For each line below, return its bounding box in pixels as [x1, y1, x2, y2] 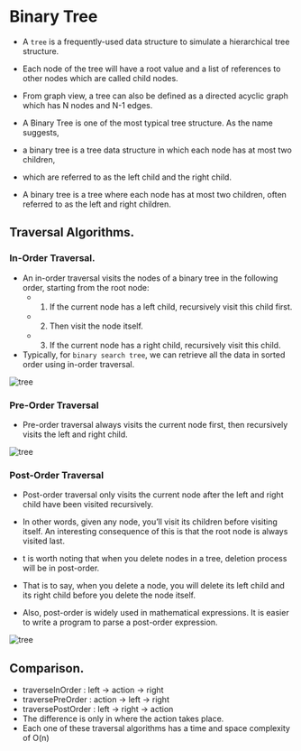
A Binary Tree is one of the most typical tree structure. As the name [22, 117, 273, 128]
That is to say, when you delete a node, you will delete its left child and [22, 580, 286, 591]
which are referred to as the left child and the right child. [22, 172, 233, 182]
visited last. [22, 535, 66, 547]
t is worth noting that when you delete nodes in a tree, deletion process [22, 553, 287, 564]
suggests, [22, 126, 60, 137]
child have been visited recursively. [22, 499, 154, 510]
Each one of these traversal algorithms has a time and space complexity [22, 723, 291, 734]
